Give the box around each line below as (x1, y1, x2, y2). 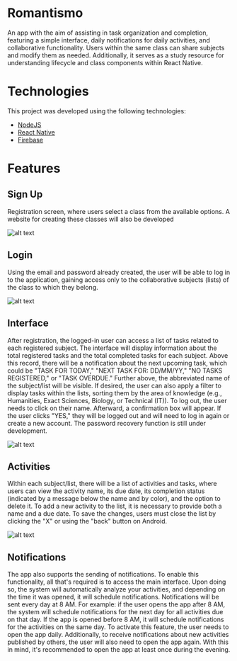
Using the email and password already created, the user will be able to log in (7, 268, 231, 276)
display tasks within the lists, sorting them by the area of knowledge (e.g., (7, 388, 222, 397)
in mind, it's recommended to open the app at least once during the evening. (7, 645, 231, 654)
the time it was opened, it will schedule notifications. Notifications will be (7, 593, 219, 601)
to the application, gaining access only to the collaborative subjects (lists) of (7, 275, 229, 284)
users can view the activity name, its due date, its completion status (7, 487, 205, 495)
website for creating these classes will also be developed (7, 215, 175, 223)
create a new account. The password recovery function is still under (7, 419, 207, 427)
